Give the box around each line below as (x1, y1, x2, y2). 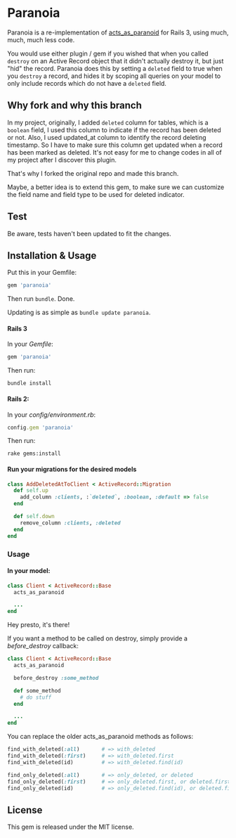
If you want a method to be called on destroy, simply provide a (7, 634, 188, 643)
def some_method (13, 687, 61, 694)
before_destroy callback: (7, 642, 79, 650)
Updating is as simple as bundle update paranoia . (7, 308, 151, 317)
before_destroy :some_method (13, 674, 99, 681)
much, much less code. (7, 35, 75, 44)
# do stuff (20, 694, 52, 701)
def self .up (13, 487, 49, 494)
